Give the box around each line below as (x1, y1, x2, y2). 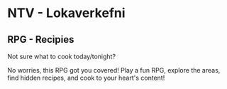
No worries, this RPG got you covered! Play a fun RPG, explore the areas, (7, 66, 221, 74)
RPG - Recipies (7, 33, 74, 46)
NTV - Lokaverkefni (7, 5, 126, 21)
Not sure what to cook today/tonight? (7, 52, 116, 61)
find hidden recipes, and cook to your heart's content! (7, 73, 165, 82)
